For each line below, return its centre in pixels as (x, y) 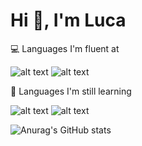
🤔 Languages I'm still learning (71, 91)
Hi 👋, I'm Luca (68, 20)
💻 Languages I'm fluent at (65, 48)
